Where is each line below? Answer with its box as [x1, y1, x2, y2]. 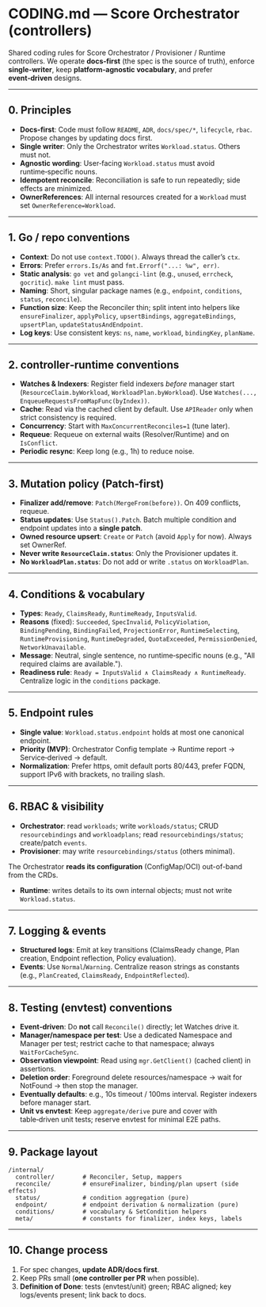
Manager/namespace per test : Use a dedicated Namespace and [19, 1030, 233, 1040]
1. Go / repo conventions [8, 231, 131, 244]
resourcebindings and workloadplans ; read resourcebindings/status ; [19, 830, 244, 839]
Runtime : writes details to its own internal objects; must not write [19, 885, 232, 895]
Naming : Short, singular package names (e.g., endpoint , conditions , [19, 286, 243, 295]
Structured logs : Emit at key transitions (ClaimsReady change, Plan [19, 945, 240, 955]
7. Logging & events [8, 925, 107, 938]
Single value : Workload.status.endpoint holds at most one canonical [19, 727, 245, 737]
